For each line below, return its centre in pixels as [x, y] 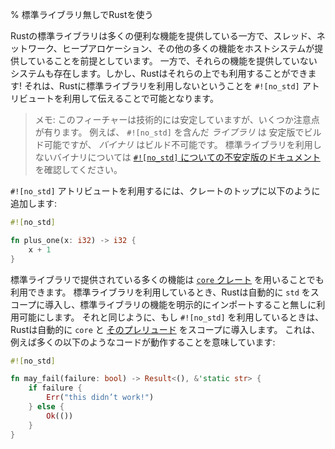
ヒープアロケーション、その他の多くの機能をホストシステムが [188, 48]
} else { [46, 407]
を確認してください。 [78, 169]
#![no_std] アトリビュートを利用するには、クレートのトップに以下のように [165, 191]
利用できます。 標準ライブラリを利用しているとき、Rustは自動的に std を [160, 292]
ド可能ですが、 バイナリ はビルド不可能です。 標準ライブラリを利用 [173, 144]
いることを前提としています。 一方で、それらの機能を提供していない [177, 61]
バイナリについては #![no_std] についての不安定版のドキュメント [186, 157]
